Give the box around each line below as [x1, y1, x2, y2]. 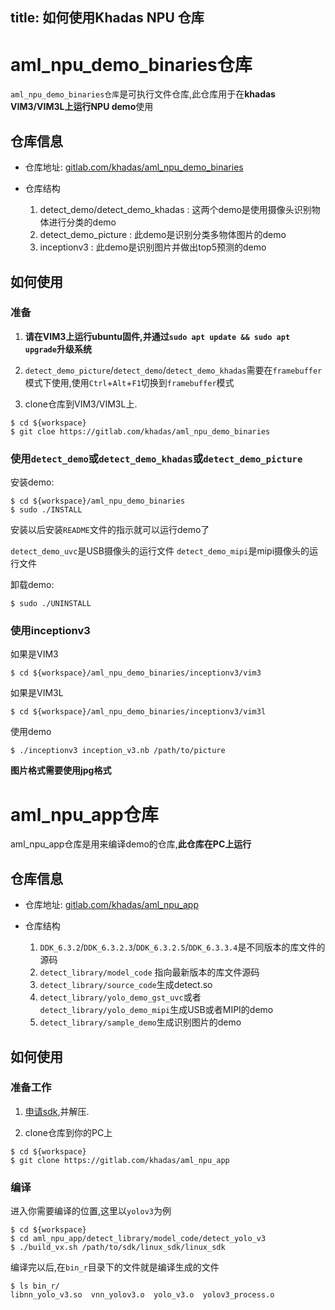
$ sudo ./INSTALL [10, 505, 83, 515]
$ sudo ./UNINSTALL [10, 599, 92, 609]
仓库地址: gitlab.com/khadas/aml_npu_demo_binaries [24, 161, 244, 173]
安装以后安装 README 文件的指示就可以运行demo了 [10, 524, 210, 536]
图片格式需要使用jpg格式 [10, 764, 112, 777]
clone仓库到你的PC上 [24, 1126, 113, 1138]
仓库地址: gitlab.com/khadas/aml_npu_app [24, 899, 200, 911]
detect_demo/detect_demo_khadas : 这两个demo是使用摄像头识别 [39, 204, 312, 216]
